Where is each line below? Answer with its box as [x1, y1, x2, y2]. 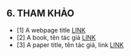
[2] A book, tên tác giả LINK [16, 33, 96, 41]
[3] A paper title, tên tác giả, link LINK [16, 40, 124, 49]
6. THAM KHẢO [6, 8, 75, 19]
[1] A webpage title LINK [16, 26, 86, 34]
